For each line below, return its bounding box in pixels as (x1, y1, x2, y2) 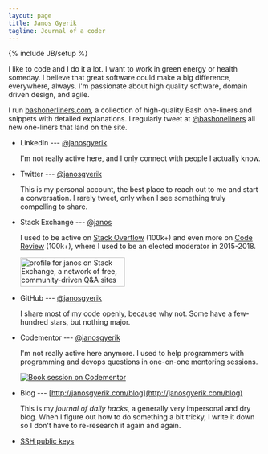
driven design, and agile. (8, 90, 90, 100)
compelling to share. (19, 202, 88, 211)
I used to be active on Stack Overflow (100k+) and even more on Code (19, 233, 253, 243)
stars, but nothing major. (49, 317, 131, 327)
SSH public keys (19, 436, 75, 446)
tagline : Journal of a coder (8, 27, 106, 35)
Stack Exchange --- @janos (19, 218, 112, 227)
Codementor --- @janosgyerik (19, 333, 120, 342)
